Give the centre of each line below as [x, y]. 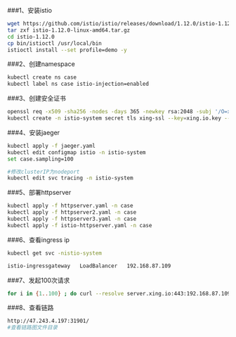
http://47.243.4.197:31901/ [48, 321]
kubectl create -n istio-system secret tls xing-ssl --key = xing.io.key [114, 118]
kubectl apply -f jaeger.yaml [52, 146]
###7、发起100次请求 [39, 280]
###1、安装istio [30, 10]
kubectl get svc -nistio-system [54, 253]
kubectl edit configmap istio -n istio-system [77, 152]
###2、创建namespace [41, 64]
